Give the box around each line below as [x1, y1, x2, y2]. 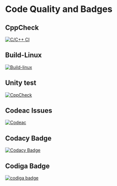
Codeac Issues [5, 106, 52, 115]
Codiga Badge [5, 162, 50, 170]
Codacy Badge [5, 134, 52, 143]
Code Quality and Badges [5, 3, 113, 15]
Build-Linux [5, 51, 42, 59]
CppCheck [5, 23, 39, 32]
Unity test [5, 79, 36, 87]
